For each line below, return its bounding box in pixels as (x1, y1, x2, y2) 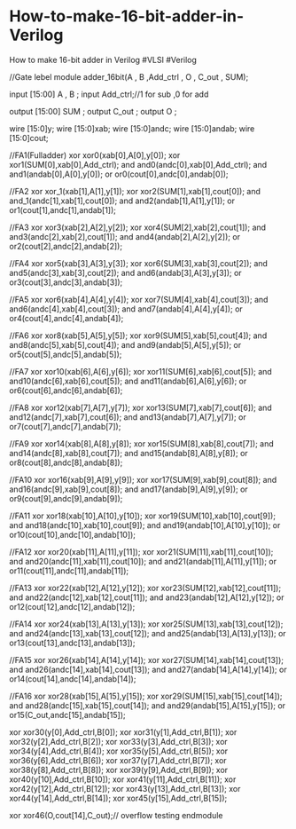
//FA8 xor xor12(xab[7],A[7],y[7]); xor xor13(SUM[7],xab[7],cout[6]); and (9, 402, 272, 413)
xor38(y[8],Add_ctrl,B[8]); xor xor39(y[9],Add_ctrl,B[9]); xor (9, 764, 229, 775)
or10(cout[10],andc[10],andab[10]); (9, 529, 136, 540)
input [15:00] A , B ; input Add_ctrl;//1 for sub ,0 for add (9, 89, 209, 99)
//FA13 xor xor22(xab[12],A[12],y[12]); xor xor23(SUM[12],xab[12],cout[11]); (9, 582, 282, 593)
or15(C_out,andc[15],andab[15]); (9, 709, 126, 720)
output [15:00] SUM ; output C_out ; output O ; (9, 106, 177, 116)
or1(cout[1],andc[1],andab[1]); (9, 204, 117, 215)
